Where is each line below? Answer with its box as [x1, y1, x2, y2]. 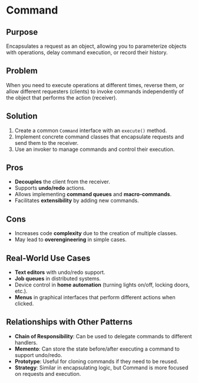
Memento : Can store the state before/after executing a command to [14, 345, 180, 352]
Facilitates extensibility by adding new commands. [14, 197, 140, 204]
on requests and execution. [14, 370, 81, 377]
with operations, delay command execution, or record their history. [6, 49, 168, 56]
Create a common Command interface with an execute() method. [14, 127, 167, 134]
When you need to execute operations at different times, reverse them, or [6, 81, 184, 88]
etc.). [14, 288, 28, 295]
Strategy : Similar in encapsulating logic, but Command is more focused [14, 364, 189, 371]
